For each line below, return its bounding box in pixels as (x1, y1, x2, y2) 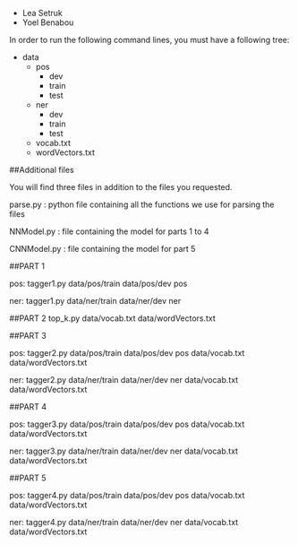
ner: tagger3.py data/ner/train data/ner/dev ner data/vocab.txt (9, 446, 239, 456)
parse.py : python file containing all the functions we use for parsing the (9, 199, 275, 210)
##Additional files (9, 165, 74, 175)
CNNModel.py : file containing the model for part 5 (9, 244, 196, 254)
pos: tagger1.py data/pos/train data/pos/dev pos (9, 278, 188, 289)
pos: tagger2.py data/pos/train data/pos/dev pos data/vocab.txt (9, 348, 245, 358)
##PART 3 (9, 331, 47, 341)
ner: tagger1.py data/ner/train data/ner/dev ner (9, 296, 182, 306)
